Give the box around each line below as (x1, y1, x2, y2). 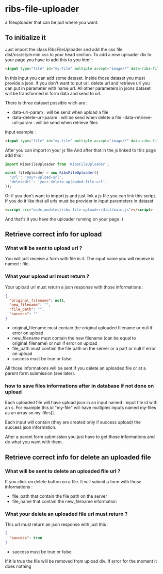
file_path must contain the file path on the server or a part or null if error (12, 345, 156, 351)
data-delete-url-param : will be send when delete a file (12, 114, 122, 120)
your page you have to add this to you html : (5, 57, 93, 63)
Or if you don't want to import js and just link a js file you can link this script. (5, 193, 157, 199)
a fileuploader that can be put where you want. (5, 19, 98, 25)
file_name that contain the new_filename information (12, 498, 117, 504)
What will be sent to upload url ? (5, 245, 82, 252)
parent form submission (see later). (5, 370, 76, 376)
